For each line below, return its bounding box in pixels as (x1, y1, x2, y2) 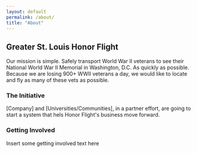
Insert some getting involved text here (6, 139, 99, 146)
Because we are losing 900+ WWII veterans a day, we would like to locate (6, 70, 187, 77)
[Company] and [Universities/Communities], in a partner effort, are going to (6, 105, 192, 112)
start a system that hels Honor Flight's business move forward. (6, 111, 160, 118)
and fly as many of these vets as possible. (6, 77, 110, 84)
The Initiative (6, 92, 45, 100)
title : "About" (6, 20, 44, 26)
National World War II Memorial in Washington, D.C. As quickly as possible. (6, 64, 189, 71)
